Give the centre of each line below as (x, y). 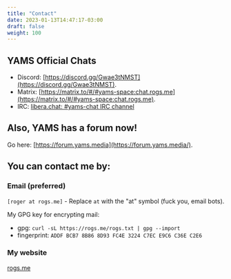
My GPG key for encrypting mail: (53, 214)
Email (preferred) (37, 186)
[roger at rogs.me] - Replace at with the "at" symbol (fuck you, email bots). (116, 201)
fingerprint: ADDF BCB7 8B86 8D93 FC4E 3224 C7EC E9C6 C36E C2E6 (109, 235)
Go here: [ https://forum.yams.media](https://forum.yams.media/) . (100, 145)
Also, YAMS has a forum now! (72, 128)
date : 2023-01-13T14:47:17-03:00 (55, 20)
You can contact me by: (59, 166)
